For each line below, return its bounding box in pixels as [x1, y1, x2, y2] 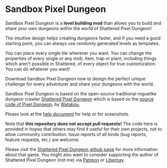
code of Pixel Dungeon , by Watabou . [5, 101, 81, 107]
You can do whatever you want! [5, 66, 70, 72]
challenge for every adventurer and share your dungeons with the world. [5, 81, 155, 87]
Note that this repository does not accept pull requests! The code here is [5, 120, 158, 126]
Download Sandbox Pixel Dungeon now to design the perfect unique [5, 75, 146, 81]
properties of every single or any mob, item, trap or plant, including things [5, 55, 157, 61]
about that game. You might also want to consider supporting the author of [5, 151, 159, 157]
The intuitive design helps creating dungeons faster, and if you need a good [5, 35, 161, 41]
